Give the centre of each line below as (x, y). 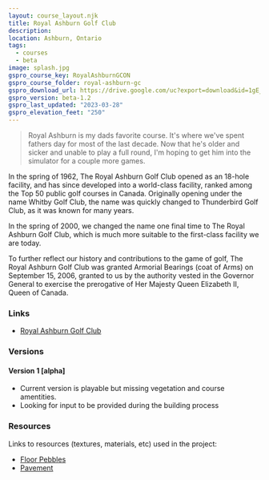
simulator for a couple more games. (86, 161)
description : (30, 30)
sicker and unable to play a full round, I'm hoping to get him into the (139, 152)
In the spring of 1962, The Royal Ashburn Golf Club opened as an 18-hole (129, 176)
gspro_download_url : (43, 90)
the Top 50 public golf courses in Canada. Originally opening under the (125, 194)
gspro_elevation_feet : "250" (57, 113)
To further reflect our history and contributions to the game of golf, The (126, 258)
